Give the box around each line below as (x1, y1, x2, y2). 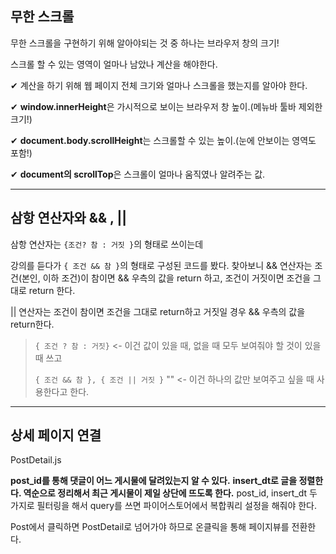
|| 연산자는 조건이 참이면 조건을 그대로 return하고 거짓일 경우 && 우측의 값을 (10, 305, 306, 317)
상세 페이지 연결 (10, 427, 102, 444)
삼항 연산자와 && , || (10, 210, 128, 227)
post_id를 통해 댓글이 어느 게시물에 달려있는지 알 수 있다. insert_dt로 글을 (10, 475, 298, 487)
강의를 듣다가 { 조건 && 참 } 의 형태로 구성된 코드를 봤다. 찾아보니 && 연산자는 (10, 259, 313, 271)
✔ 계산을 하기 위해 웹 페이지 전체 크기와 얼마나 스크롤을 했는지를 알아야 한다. (10, 79, 308, 91)
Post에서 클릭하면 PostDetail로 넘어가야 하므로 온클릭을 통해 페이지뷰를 (10, 521, 290, 533)
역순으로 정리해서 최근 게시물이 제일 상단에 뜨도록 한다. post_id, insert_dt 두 (23, 487, 318, 499)
